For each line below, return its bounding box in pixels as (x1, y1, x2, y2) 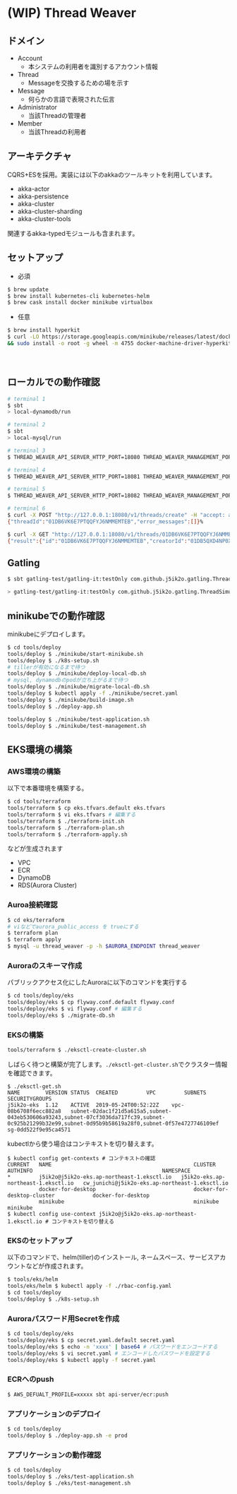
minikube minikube (38, 1198, 219, 1205)
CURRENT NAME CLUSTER (7, 1161, 217, 1169)
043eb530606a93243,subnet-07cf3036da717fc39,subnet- (7, 1114, 166, 1121)
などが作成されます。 (25, 1262, 87, 1270)
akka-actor (17, 184, 50, 193)
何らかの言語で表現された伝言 (28, 95, 115, 103)
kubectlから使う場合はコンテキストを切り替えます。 (7, 1140, 158, 1148)
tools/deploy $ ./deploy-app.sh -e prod (7, 1432, 128, 1439)
